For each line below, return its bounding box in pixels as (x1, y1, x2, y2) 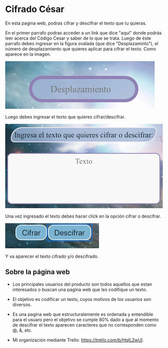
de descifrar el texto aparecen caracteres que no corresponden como (12, 322, 156, 328)
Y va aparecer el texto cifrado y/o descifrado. (5, 253, 99, 259)
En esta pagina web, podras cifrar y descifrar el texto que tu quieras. (5, 20, 147, 26)
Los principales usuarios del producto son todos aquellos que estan (12, 281, 152, 287)
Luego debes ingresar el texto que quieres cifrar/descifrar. (5, 114, 126, 120)
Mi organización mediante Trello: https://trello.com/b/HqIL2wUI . (12, 337, 144, 343)
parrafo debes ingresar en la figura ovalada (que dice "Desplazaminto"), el (5, 40, 158, 46)
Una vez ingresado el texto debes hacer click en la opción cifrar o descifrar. (5, 213, 161, 219)
